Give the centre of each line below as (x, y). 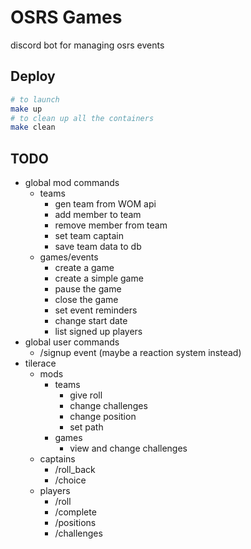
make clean (33, 127)
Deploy (33, 76)
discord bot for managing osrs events (87, 45)
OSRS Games (66, 17)
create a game (84, 268)
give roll (86, 395)
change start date (91, 321)
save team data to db (98, 247)
